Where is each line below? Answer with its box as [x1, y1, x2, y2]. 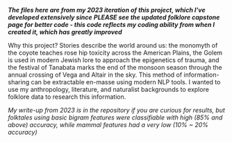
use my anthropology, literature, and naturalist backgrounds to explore [8, 86, 209, 93]
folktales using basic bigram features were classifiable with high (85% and [8, 113, 223, 122]
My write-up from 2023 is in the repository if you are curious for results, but [8, 106, 225, 114]
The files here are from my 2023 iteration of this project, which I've [8, 6, 206, 14]
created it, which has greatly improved [8, 28, 122, 36]
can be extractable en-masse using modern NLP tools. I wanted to [31, 78, 221, 86]
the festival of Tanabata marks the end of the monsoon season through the [8, 64, 223, 71]
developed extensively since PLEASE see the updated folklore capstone [8, 13, 220, 21]
